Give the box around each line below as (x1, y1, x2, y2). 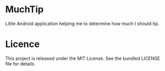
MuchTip (5, 4, 44, 15)
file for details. (5, 60, 36, 67)
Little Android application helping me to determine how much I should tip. (5, 20, 159, 27)
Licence (5, 38, 40, 50)
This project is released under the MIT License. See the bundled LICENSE (5, 55, 160, 61)
